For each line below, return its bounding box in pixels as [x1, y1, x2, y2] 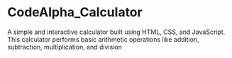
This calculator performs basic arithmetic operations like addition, [7, 35, 200, 43]
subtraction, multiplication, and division [7, 42, 122, 51]
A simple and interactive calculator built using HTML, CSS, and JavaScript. [7, 28, 226, 36]
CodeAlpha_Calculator [7, 4, 143, 21]
